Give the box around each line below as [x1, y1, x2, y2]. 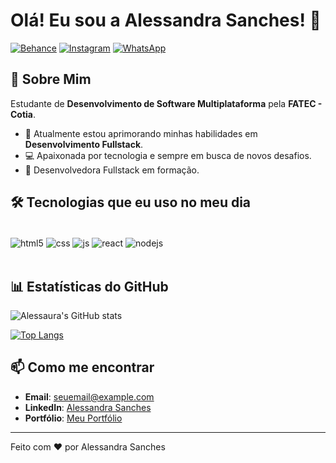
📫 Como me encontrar [10, 359, 155, 376]
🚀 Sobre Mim [10, 71, 92, 88]
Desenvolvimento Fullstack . [24, 138, 144, 150]
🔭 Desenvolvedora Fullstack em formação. [24, 164, 200, 176]
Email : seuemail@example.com [24, 390, 155, 403]
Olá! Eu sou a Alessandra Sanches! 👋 [10, 9, 322, 32]
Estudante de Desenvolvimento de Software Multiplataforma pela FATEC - [10, 97, 323, 109]
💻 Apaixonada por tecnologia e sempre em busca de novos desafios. [24, 149, 312, 161]
